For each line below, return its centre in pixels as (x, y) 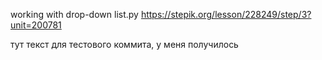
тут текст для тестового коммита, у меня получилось (124, 44)
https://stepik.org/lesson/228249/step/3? (226, 14)
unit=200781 (36, 25)
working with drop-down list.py (74, 14)
